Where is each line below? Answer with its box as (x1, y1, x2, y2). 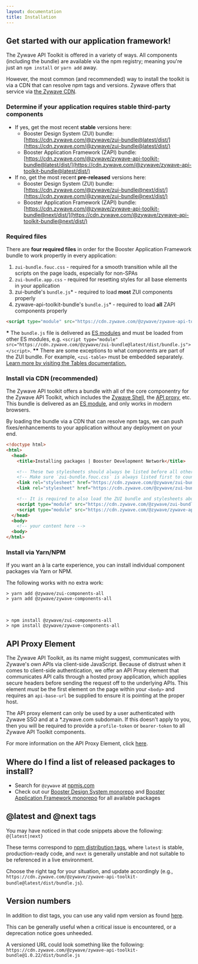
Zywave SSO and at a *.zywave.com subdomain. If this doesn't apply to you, (6, 716, 192, 723)
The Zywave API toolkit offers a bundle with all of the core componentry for (6, 387, 189, 395)
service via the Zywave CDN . (6, 88, 77, 95)
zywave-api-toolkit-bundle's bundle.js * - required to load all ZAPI (14, 301, 176, 308)
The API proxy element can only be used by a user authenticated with (6, 710, 176, 717)
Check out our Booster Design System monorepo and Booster (14, 788, 165, 795)
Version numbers (6, 896, 71, 906)
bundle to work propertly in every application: (6, 252, 117, 259)
